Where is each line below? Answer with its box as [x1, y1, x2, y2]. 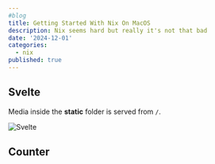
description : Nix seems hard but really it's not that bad [8, 26, 208, 34]
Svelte [8, 85, 41, 100]
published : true [8, 57, 62, 64]
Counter [8, 145, 50, 159]
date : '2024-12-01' [8, 33, 73, 42]
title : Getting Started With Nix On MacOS [8, 19, 151, 27]
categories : [8, 41, 48, 49]
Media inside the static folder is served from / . [8, 107, 161, 116]
